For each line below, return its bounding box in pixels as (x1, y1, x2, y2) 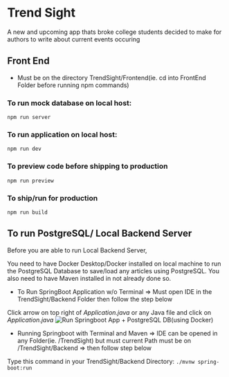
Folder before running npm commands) (17, 81, 129, 89)
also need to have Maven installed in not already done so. (7, 274, 172, 282)
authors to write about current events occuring (7, 35, 140, 43)
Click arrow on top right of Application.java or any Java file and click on (7, 308, 212, 316)
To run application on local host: (7, 129, 118, 139)
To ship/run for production (7, 193, 98, 203)
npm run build (7, 209, 48, 216)
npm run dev (7, 145, 42, 153)
